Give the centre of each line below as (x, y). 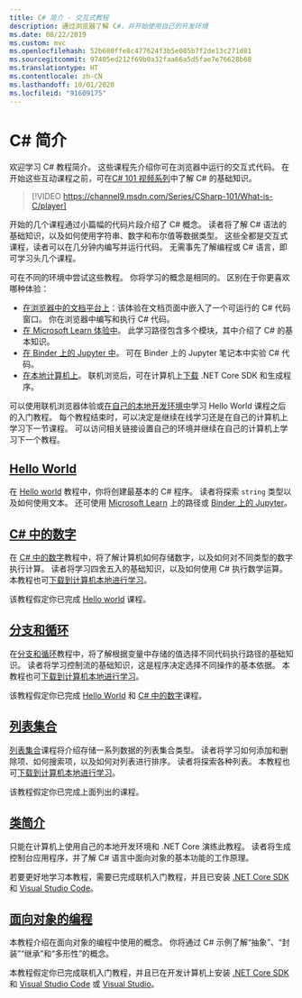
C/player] (49, 206)
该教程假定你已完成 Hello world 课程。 (80, 600)
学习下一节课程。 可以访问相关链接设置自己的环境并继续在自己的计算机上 (145, 428)
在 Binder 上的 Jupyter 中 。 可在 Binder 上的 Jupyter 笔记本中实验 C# (151, 353)
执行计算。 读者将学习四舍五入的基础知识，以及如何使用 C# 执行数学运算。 (148, 569)
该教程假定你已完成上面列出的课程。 (77, 792)
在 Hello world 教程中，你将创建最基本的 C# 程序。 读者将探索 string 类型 (146, 491)
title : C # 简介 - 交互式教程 (59, 18)
